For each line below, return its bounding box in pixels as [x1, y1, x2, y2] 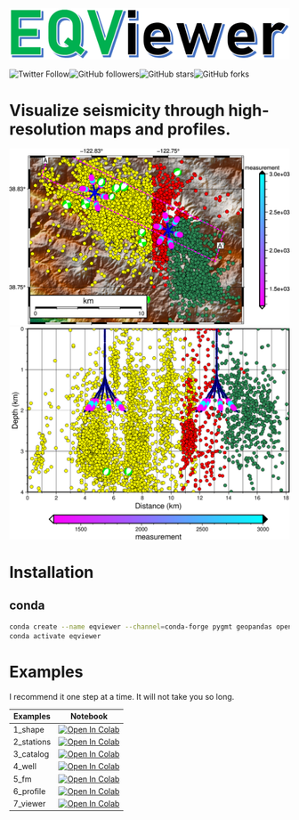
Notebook [69, 711, 109, 722]
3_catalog [12, 749, 50, 759]
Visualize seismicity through [9, 100, 225, 120]
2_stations [12, 736, 52, 747]
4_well [12, 761, 37, 772]
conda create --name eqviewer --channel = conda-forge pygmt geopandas [9, 622, 273, 631]
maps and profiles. [89, 119, 231, 139]
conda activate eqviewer [9, 632, 101, 641]
